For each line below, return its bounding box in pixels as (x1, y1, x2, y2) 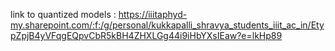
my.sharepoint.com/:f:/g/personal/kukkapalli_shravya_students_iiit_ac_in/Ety (10, 19, 325, 31)
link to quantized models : (10, 9, 117, 20)
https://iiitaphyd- (118, 9, 188, 20)
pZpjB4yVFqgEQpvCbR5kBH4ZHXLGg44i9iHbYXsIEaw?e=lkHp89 (10, 30, 283, 41)
